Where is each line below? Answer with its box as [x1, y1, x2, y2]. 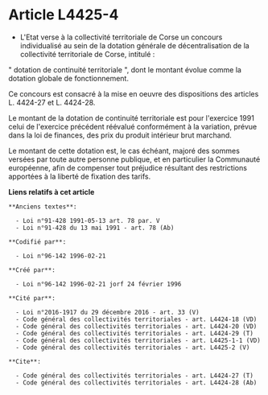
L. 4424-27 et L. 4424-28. [8, 97, 96, 107]
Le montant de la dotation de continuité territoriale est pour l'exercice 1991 [8, 113, 255, 122]
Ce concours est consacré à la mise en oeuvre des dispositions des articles [8, 88, 259, 98]
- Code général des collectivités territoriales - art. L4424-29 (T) [15, 329, 254, 337]
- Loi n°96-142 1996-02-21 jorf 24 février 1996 [15, 280, 182, 288]
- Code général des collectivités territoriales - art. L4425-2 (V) [15, 344, 250, 352]
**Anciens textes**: [8, 203, 78, 211]
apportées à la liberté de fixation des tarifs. [8, 171, 151, 181]
